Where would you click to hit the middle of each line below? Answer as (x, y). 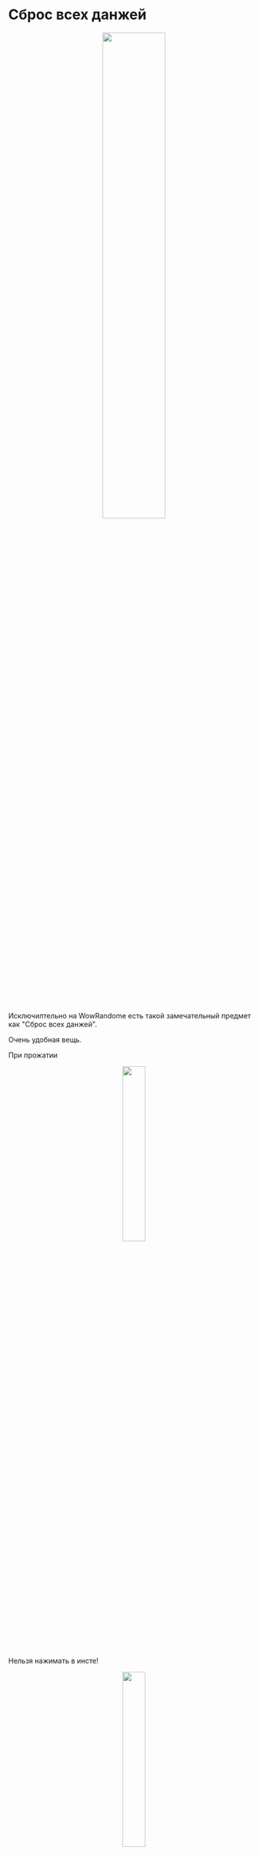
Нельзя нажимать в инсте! (53, 1660)
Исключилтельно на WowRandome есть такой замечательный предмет (129, 1015)
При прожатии (33, 1055)
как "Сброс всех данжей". (53, 1024)
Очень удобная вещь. (45, 1039)
